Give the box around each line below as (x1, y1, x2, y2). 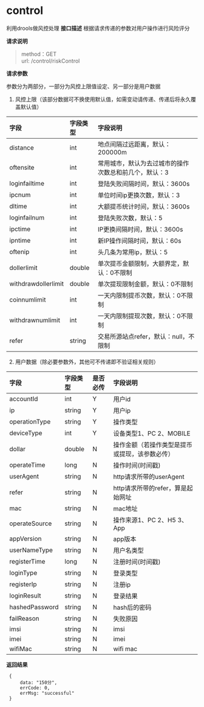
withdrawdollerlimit (9, 279, 64, 288)
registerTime (9, 557, 46, 565)
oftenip (9, 247, 30, 256)
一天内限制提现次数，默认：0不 (97, 311, 187, 320)
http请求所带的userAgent (113, 472, 185, 481)
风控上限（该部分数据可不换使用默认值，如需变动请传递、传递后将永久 (15, 95, 191, 103)
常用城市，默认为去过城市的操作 (97, 159, 189, 167)
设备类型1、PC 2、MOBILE (113, 429, 191, 438)
